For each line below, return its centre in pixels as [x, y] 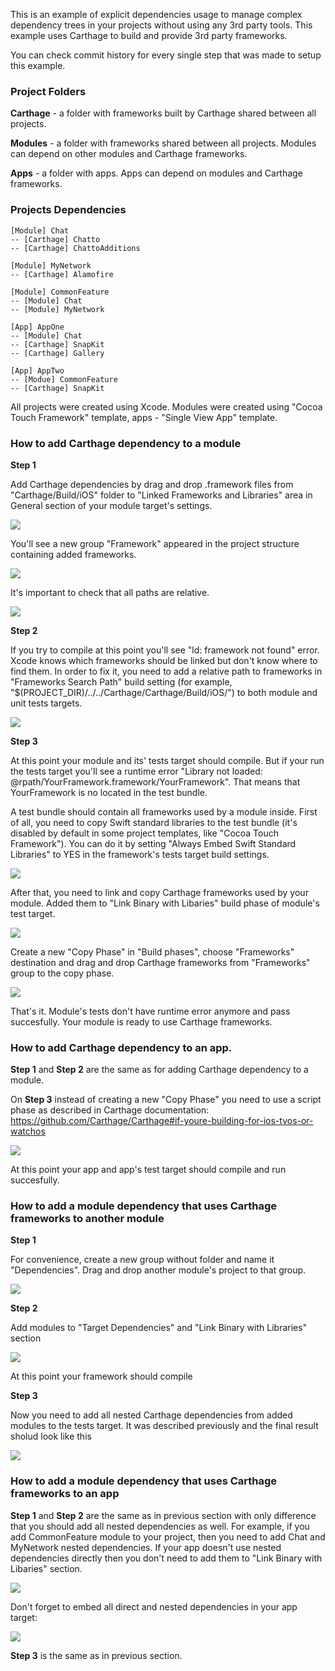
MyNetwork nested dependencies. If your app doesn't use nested [146, 1547]
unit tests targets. [46, 703]
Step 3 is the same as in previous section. [96, 1655]
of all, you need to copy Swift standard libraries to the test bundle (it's [154, 822]
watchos [28, 1131]
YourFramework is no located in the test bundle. [109, 792]
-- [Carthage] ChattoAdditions [75, 248]
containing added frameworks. [73, 554]
